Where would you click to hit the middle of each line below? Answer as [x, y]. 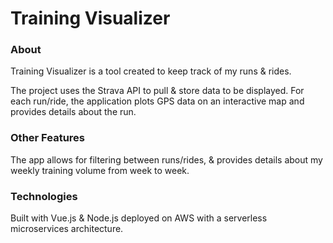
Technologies [44, 196]
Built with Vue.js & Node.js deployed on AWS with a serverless [139, 218]
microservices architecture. [67, 229]
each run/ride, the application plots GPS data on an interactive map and [157, 101]
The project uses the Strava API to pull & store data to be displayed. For [157, 91]
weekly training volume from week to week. [100, 170]
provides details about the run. [73, 112]
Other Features [47, 138]
